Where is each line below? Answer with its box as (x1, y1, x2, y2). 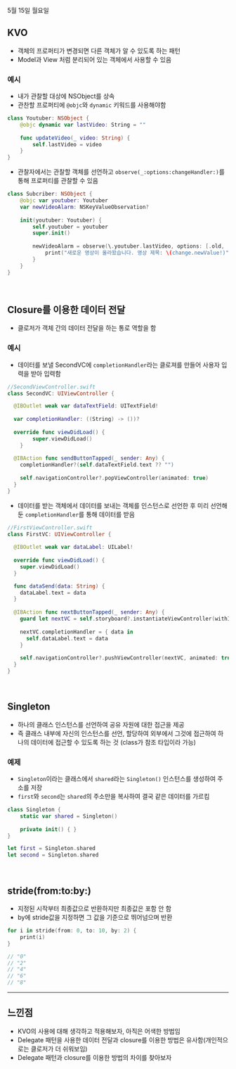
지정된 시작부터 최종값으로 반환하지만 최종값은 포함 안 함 (17, 904, 172, 913)
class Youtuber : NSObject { (7, 115, 90, 122)
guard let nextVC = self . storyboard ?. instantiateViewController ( (20, 615, 216, 623)
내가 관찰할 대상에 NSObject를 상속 (17, 92, 115, 101)
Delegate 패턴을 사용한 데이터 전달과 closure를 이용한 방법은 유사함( (17, 1035, 206, 1044)
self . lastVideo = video (32, 141, 102, 148)
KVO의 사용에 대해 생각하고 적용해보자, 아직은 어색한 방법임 (17, 1027, 181, 1035)
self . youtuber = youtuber (32, 223, 109, 230)
